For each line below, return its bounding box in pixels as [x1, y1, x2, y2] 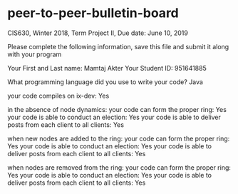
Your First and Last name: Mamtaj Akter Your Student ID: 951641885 [7, 63, 207, 72]
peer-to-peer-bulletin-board [7, 5, 180, 21]
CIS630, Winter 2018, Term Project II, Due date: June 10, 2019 [7, 29, 189, 37]
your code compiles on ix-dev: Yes [7, 91, 110, 100]
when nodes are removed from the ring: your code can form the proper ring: [7, 163, 232, 172]
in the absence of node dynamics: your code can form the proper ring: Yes [7, 105, 227, 113]
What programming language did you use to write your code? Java [7, 77, 203, 86]
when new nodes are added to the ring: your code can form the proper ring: [7, 134, 230, 143]
